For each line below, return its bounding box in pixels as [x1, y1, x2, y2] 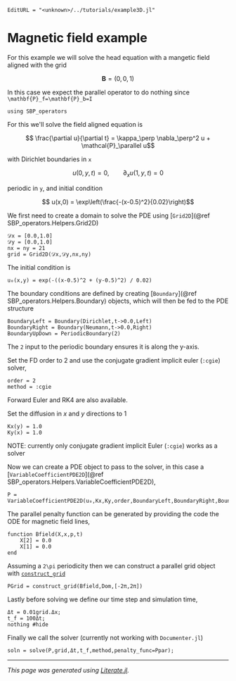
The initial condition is [7, 263, 71, 271]
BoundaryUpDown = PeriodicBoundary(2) [7, 330, 121, 337]
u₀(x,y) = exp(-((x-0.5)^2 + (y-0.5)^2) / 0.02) [7, 277, 152, 284]
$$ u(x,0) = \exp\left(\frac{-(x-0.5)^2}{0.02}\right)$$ [41, 197, 195, 206]
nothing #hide [7, 620, 49, 628]
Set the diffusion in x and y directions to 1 [7, 409, 127, 418]
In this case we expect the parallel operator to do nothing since [7, 88, 190, 96]
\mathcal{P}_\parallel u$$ [81, 141, 155, 149]
